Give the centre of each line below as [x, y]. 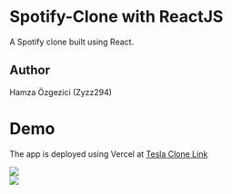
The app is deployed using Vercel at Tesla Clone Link [109, 154]
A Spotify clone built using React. [72, 42]
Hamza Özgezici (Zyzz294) [61, 92]
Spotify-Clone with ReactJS [116, 17]
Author [30, 70]
